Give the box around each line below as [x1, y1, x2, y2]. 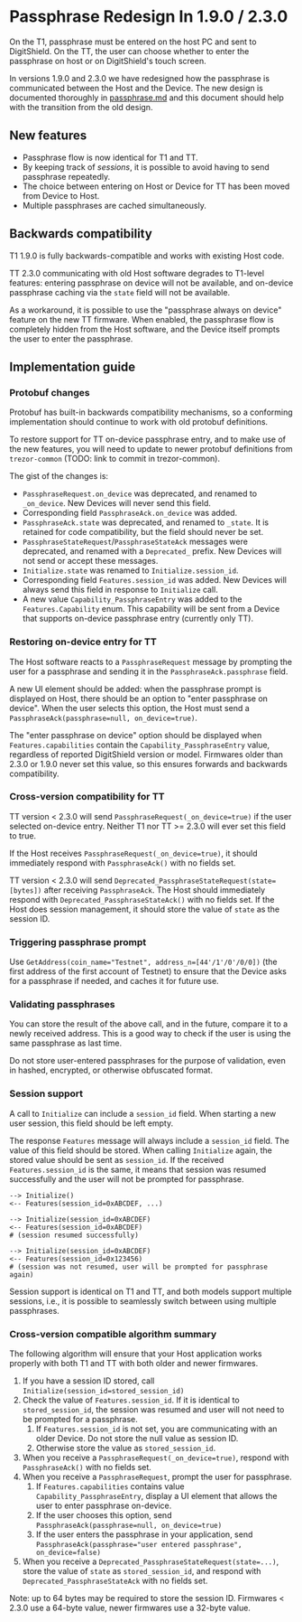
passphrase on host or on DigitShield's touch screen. [9, 55, 206, 66]
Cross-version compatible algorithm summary [9, 1327, 217, 1340]
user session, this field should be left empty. [9, 1118, 174, 1129]
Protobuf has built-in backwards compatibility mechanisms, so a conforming [9, 407, 293, 417]
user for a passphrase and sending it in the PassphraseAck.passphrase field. [9, 666, 288, 677]
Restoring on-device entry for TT [9, 635, 158, 648]
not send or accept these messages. [22, 556, 159, 567]
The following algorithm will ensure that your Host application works [9, 1348, 262, 1359]
